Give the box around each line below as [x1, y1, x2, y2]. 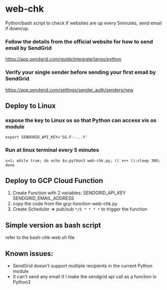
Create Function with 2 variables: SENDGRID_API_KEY [12, 190, 126, 196]
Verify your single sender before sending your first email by [5, 69, 156, 76]
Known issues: [5, 249, 53, 258]
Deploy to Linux [5, 101, 56, 110]
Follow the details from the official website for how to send [5, 38, 153, 45]
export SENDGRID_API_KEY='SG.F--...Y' [5, 135, 88, 140]
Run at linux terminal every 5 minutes [5, 146, 99, 153]
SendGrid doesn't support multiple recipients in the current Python [12, 262, 153, 269]
